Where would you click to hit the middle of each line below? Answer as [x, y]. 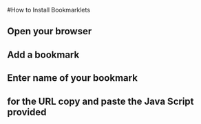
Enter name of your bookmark [72, 78]
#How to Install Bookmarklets [49, 10]
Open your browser [50, 31]
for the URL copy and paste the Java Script [100, 101]
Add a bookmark [43, 54]
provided [27, 112]
